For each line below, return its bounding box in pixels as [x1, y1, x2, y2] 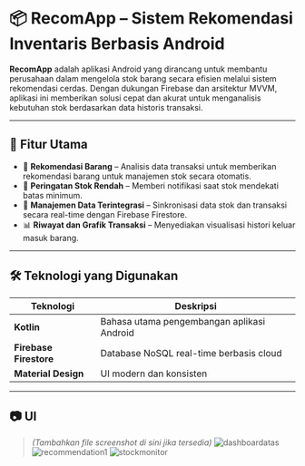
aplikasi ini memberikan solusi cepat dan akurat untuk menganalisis [9, 92, 261, 103]
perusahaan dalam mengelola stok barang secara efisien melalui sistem [9, 73, 277, 83]
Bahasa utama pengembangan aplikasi [100, 315, 266, 327]
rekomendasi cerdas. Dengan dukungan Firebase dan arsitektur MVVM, [9, 83, 278, 93]
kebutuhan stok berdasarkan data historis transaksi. [9, 102, 203, 112]
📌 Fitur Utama [9, 137, 88, 152]
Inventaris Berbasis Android [9, 34, 225, 54]
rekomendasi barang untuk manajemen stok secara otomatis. [22, 170, 251, 181]
